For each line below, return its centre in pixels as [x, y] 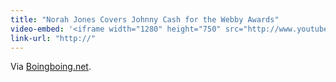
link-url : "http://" [53, 38]
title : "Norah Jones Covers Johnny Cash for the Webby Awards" [145, 19]
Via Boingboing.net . [51, 67]
